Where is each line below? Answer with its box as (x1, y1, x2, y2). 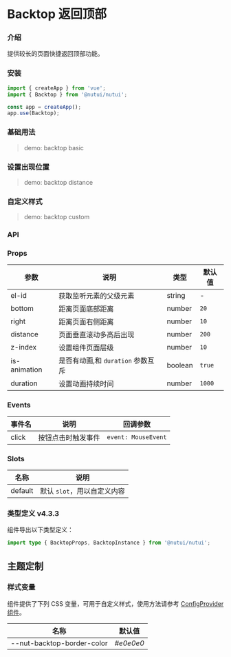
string (166, 291, 186, 301)
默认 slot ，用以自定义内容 (40, 486, 125, 496)
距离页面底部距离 (58, 304, 114, 314)
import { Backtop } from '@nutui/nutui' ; (7, 91, 128, 98)
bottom (10, 304, 34, 314)
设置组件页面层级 (58, 343, 114, 352)
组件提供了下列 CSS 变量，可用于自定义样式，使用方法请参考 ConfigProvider (7, 599, 224, 607)
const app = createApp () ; (7, 103, 81, 110)
